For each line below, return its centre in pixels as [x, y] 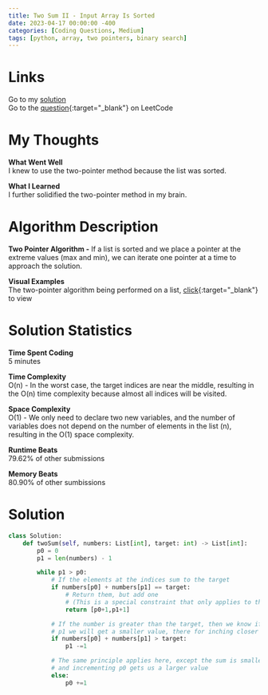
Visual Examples [37, 282]
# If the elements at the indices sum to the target [140, 580]
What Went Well [35, 162]
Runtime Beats [33, 450]
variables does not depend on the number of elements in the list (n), [120, 426]
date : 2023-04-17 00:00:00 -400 [62, 23]
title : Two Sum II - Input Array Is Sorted [82, 16]
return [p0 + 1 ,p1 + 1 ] [97, 610]
